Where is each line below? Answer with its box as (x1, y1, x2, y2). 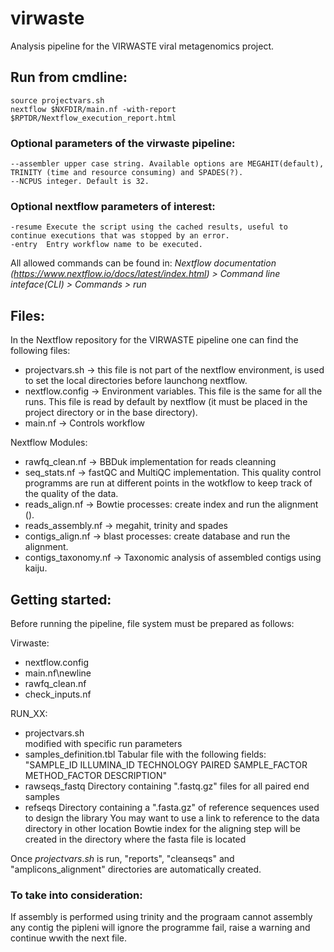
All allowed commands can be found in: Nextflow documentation (10, 257, 277, 269)
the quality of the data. (24, 488, 119, 500)
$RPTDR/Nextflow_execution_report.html (10, 113, 177, 123)
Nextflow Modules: (10, 437, 88, 449)
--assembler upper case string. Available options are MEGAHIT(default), (10, 159, 325, 169)
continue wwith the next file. (10, 932, 128, 944)
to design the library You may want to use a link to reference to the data (24, 812, 320, 824)
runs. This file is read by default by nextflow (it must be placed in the (24, 396, 308, 408)
